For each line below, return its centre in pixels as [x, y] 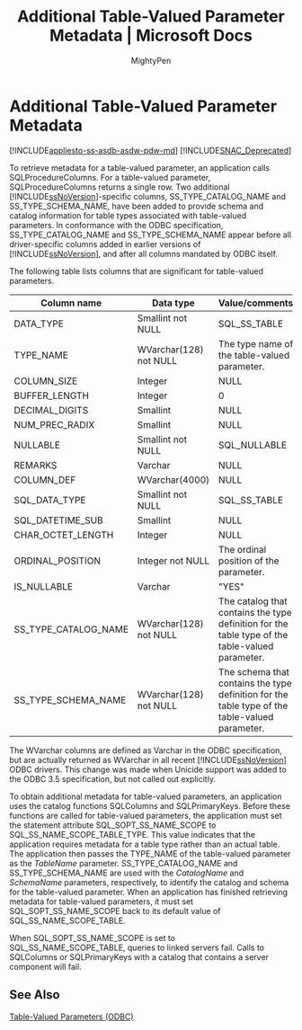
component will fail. [46, 966]
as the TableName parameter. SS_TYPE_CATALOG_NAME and [124, 863]
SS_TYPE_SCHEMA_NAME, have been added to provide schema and [136, 206]
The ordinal [243, 549]
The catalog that [253, 601]
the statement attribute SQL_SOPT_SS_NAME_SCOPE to [113, 825]
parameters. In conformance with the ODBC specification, [116, 225]
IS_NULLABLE [44, 586]
